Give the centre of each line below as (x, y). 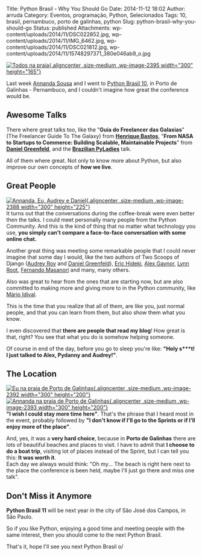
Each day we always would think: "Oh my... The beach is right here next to (99, 464)
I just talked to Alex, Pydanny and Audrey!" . (62, 355)
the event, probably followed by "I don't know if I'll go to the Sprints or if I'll (101, 420)
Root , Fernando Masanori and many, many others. (68, 270)
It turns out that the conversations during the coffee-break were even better (100, 213)
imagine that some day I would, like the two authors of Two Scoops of (93, 257)
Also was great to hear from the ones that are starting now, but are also (95, 281)
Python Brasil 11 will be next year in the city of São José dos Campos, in (96, 510)
